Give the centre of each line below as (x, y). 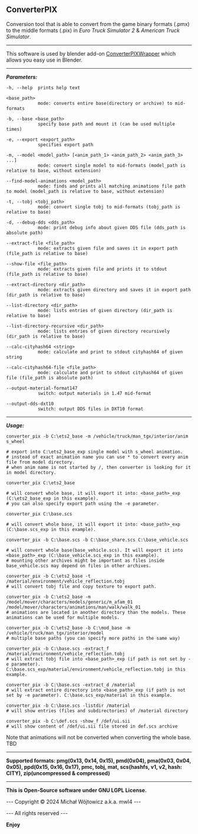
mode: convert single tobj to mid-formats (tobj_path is (109, 207)
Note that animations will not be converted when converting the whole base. (99, 737)
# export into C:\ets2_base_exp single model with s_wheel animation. (95, 452)
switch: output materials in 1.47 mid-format (94, 393)
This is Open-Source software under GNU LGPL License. (77, 790)
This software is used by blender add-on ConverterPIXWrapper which (91, 53)
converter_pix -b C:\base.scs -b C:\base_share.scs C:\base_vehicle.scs (97, 540)
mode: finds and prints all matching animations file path (111, 186)
